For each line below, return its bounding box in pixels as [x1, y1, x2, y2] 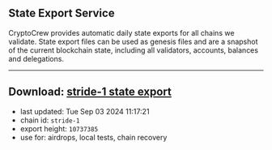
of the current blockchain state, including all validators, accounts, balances [8, 45, 259, 55]
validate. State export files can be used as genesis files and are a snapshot [8, 36, 258, 46]
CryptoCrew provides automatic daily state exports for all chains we [8, 28, 235, 37]
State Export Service [8, 6, 115, 20]
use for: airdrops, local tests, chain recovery [19, 132, 168, 142]
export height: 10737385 [19, 123, 99, 133]
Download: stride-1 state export [8, 85, 172, 99]
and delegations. [8, 54, 65, 63]
